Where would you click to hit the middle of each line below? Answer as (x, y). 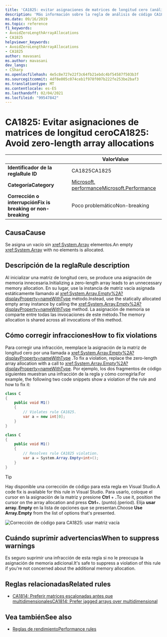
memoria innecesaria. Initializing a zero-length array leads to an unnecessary (83, 283)
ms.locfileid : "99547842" (32, 98)
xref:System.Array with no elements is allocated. (55, 250)
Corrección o (23, 196)
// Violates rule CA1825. (50, 412)
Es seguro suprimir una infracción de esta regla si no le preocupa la (74, 558)
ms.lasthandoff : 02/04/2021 (34, 93)
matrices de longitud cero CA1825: (77, 133)
